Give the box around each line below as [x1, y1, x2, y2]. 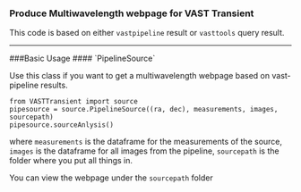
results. [39, 79, 69, 91]
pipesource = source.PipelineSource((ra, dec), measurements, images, [9, 105, 279, 114]
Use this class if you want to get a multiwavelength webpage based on [9, 71, 271, 81]
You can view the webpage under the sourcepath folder [9, 172, 213, 183]
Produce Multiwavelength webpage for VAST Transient [9, 7, 254, 20]
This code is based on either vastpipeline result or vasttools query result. [9, 28, 285, 38]
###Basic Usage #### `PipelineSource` [9, 53, 156, 64]
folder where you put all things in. [9, 155, 133, 166]
